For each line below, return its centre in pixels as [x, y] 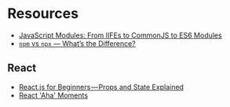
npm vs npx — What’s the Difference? [77, 43]
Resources [43, 14]
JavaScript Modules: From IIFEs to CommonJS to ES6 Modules [120, 35]
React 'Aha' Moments [53, 95]
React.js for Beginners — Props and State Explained [101, 87]
